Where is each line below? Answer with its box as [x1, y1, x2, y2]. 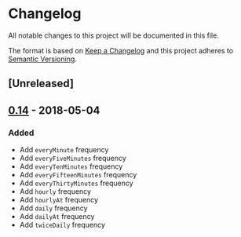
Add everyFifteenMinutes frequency [19, 170, 137, 180]
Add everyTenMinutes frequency [19, 162, 123, 171]
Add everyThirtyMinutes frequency [19, 178, 133, 188]
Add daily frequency [19, 203, 88, 213]
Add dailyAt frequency [19, 212, 95, 221]
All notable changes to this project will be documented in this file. [8, 31, 220, 40]
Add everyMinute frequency [19, 145, 109, 155]
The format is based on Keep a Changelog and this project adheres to [8, 46, 234, 55]
